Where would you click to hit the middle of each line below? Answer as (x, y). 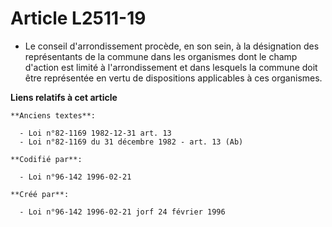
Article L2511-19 (78, 18)
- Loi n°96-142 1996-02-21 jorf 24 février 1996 (122, 212)
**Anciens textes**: (53, 115)
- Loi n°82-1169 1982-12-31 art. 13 (95, 133)
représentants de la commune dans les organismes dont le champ (161, 56)
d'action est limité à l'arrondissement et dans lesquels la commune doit (171, 67)
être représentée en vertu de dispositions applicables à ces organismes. (173, 78)
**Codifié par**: (46, 159)
